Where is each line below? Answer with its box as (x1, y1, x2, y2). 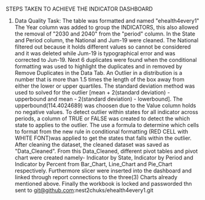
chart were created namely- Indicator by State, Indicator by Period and (14, 154, 194, 161)
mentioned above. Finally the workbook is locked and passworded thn (14, 180, 192, 187)
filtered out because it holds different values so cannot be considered (14, 43, 191, 50)
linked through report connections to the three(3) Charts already (14, 174, 177, 180)
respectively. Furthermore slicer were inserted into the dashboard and (14, 167, 191, 174)
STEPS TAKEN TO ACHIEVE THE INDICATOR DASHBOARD (6, 6, 153, 12)
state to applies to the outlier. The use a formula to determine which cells (14, 121, 199, 128)
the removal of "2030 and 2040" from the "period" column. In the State (14, 30, 196, 37)
